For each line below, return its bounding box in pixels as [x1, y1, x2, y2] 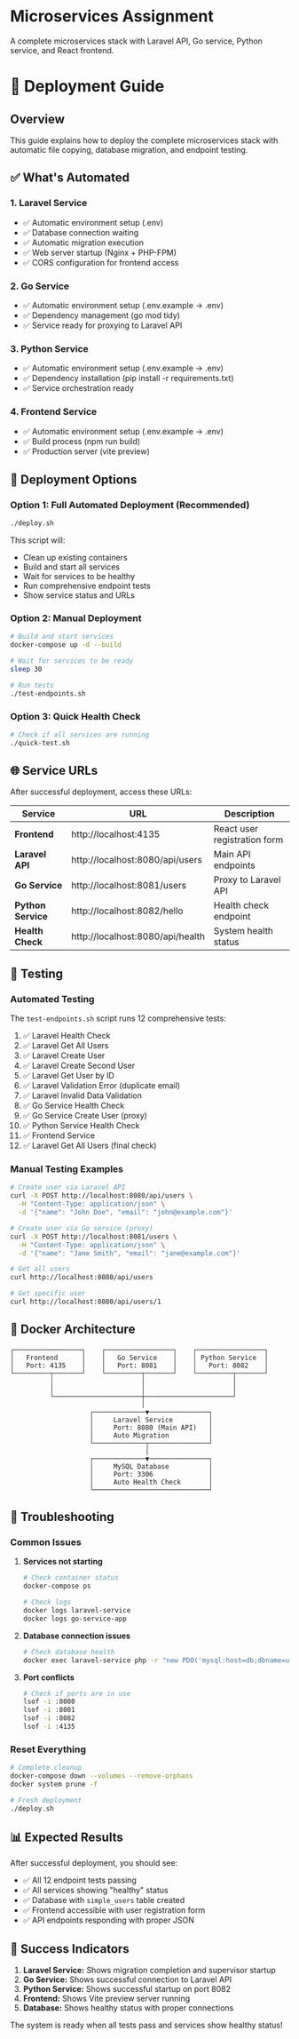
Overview [10, 111, 66, 126]
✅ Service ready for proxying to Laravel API [22, 320, 183, 331]
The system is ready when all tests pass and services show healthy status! [10, 2019, 283, 2031]
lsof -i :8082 [22, 1714, 75, 1723]
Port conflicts [22, 1672, 75, 1683]
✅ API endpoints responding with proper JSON [22, 1915, 194, 1925]
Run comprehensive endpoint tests [22, 580, 151, 592]
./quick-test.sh [10, 738, 70, 747]
